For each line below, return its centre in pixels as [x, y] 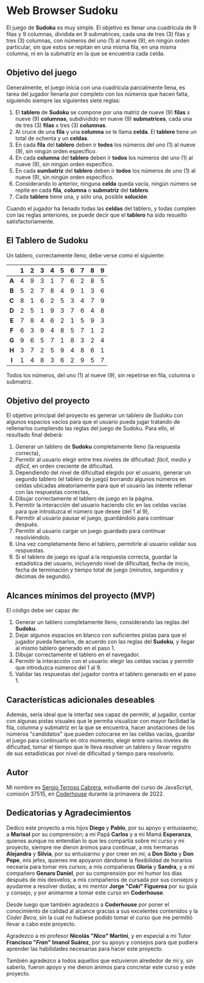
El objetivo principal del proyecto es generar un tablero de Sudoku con [95, 415]
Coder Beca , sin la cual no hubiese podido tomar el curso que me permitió [100, 917]
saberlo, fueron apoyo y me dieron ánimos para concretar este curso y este [101, 967]
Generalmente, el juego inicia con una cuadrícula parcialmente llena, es [96, 87]
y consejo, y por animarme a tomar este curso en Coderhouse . [86, 893]
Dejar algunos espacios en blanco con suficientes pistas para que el [101, 635]
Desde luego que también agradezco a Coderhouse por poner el [88, 904]
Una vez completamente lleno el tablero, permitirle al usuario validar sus [106, 544]
